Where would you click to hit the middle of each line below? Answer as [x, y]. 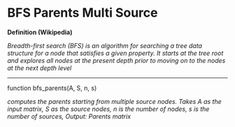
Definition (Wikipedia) [40, 32]
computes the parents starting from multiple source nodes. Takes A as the [114, 101]
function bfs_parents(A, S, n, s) [52, 88]
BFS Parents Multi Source [83, 13]
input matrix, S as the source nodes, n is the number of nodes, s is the [108, 109]
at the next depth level [40, 68]
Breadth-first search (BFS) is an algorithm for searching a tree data [105, 45]
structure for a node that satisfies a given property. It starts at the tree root [115, 53]
